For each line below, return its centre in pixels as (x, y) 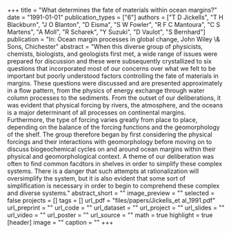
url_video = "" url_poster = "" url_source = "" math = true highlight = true (110, 215)
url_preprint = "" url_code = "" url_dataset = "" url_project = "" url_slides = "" (116, 207)
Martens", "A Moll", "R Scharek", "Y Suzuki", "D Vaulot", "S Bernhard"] (106, 32)
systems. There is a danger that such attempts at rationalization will (103, 171)
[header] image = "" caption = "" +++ (60, 222)
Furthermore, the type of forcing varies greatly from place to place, (102, 120)
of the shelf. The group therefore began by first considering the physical (110, 134)
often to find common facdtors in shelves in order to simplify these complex (115, 164)
